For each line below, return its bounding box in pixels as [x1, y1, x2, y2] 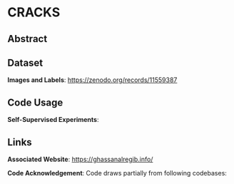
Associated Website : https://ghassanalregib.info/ [7, 155, 153, 164]
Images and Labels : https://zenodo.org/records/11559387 [7, 76, 178, 84]
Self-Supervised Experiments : [7, 116, 99, 124]
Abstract [7, 33, 48, 45]
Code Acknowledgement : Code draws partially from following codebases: [7, 169, 227, 178]
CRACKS [7, 4, 61, 21]
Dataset [7, 56, 44, 68]
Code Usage [7, 96, 63, 108]
